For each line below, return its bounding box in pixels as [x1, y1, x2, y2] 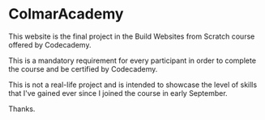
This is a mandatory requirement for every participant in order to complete [8, 56, 257, 65]
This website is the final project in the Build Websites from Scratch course [8, 31, 255, 41]
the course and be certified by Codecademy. [8, 64, 158, 73]
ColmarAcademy [8, 5, 124, 23]
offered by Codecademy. [8, 39, 92, 49]
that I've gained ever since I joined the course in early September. [8, 88, 229, 97]
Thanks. [8, 104, 36, 114]
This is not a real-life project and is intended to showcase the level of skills [8, 80, 258, 89]
